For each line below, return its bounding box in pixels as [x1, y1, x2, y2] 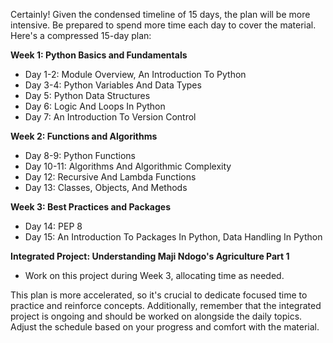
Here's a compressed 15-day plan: [10, 30, 152, 41]
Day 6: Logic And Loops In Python [24, 100, 166, 112]
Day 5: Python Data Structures [24, 90, 151, 101]
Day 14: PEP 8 [24, 220, 83, 232]
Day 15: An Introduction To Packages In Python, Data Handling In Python [24, 231, 323, 243]
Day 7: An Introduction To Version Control [24, 111, 197, 123]
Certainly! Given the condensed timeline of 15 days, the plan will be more [10, 9, 311, 20]
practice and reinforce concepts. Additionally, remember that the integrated [10, 300, 322, 311]
